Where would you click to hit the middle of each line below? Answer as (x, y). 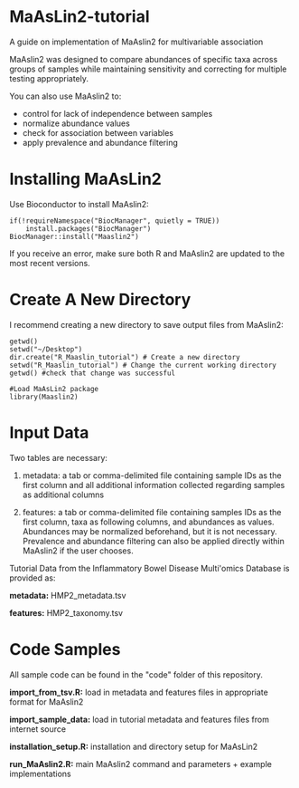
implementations (41, 774)
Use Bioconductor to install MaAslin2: (79, 204)
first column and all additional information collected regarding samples (154, 485)
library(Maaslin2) (44, 397)
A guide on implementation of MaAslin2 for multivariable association (136, 42)
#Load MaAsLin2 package (54, 389)
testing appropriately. (49, 78)
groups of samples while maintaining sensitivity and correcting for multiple (148, 69)
